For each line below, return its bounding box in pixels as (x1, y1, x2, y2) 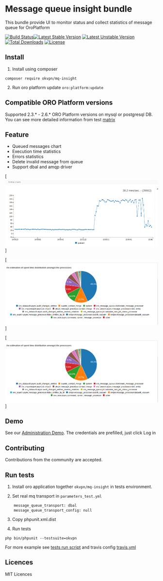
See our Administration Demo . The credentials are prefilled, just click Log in (5, 430, 156, 436)
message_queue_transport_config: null (14, 508, 92, 513)
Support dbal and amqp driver (12, 164, 73, 170)
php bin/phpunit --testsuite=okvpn (5, 536, 77, 541)
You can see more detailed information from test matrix (5, 116, 115, 122)
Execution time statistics (12, 149, 61, 155)
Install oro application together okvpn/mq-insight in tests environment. (12, 484, 152, 489)
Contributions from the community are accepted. (5, 457, 103, 463)
